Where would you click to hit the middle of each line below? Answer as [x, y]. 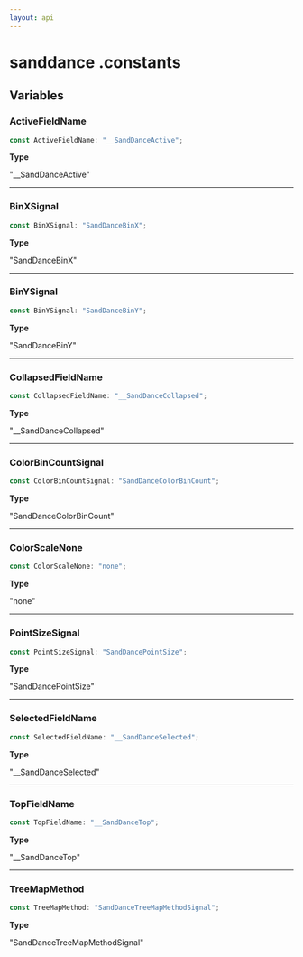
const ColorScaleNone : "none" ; [68, 567]
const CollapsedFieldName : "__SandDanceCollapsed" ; [108, 396]
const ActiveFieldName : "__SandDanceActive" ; [96, 140]
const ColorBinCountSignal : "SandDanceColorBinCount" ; [115, 481]
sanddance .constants [96, 62]
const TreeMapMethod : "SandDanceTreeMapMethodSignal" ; [115, 908]
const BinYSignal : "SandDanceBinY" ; [78, 311]
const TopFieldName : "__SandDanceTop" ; [84, 822]
